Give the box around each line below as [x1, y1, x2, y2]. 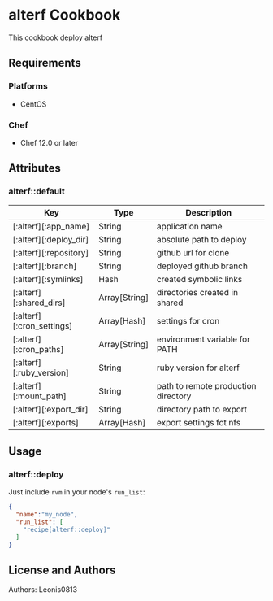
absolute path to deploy [156, 233, 247, 245]
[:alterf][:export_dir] [12, 403, 89, 415]
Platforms [8, 81, 49, 92]
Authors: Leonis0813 [8, 585, 78, 594]
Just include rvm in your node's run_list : [8, 487, 145, 497]
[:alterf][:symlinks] [12, 273, 84, 285]
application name [156, 220, 223, 232]
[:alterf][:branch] [12, 260, 77, 272]
